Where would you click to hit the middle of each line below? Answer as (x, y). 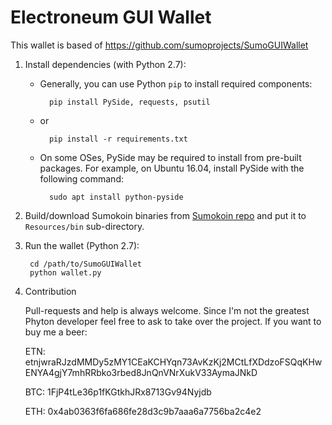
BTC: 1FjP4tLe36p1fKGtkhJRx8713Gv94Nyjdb (118, 392)
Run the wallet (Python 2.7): (82, 245)
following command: (81, 178)
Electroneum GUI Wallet (111, 17)
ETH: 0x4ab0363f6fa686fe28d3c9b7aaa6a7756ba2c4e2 (143, 411)
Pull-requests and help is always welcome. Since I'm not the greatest (167, 310)
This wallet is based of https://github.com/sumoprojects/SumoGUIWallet (159, 45)
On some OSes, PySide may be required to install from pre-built (170, 157)
